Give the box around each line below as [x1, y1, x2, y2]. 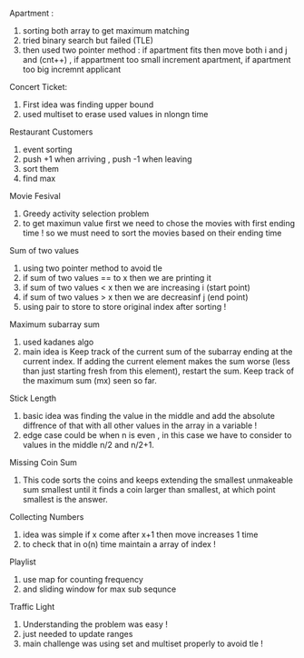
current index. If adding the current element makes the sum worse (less [22, 356, 290, 366]
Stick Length [9, 393, 57, 404]
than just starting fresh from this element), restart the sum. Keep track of [22, 365, 295, 376]
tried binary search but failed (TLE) [22, 35, 154, 45]
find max [22, 173, 56, 184]
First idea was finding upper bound [22, 99, 154, 110]
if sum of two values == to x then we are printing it [22, 273, 211, 283]
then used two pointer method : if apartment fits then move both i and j [22, 45, 288, 55]
